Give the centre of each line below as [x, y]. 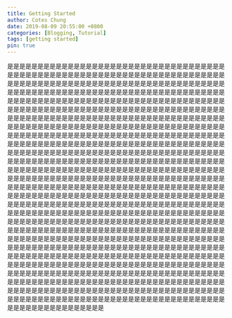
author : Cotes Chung [37, 20]
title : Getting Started [41, 13]
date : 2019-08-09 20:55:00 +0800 [55, 26]
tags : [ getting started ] [43, 39]
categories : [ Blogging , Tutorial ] [57, 33]
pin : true [21, 46]
